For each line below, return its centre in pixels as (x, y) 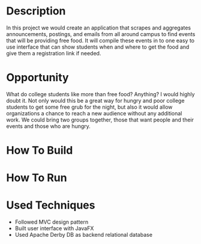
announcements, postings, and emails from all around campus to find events (101, 34)
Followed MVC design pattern (52, 222)
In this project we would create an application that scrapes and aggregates (99, 28)
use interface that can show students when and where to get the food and (98, 47)
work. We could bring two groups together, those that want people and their (100, 120)
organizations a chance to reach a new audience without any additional (94, 113)
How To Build (40, 151)
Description (36, 11)
